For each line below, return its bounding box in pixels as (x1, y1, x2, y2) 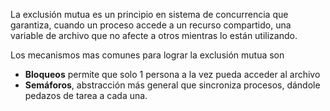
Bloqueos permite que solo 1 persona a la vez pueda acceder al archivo (24, 69, 321, 80)
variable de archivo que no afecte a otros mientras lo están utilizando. (10, 30, 298, 41)
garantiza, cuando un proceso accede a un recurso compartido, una (10, 19, 292, 31)
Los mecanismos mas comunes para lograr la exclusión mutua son (10, 49, 285, 61)
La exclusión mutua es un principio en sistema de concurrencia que (10, 9, 289, 20)
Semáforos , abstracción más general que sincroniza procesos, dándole (24, 79, 321, 91)
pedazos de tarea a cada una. (24, 90, 148, 101)
